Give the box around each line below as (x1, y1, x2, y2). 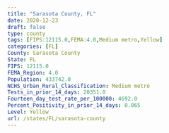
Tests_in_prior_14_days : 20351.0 (7, 89, 106, 96)
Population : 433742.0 (7, 75, 71, 83)
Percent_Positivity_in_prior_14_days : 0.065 (7, 102, 141, 109)
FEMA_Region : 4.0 (7, 69, 59, 76)
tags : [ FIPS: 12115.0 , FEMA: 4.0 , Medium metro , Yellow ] (7, 37, 163, 44)
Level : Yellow (7, 108, 49, 115)
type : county (7, 30, 46, 37)
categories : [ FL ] (7, 43, 59, 50)
